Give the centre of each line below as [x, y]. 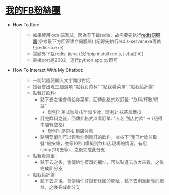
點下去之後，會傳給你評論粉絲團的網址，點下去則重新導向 [100, 181]
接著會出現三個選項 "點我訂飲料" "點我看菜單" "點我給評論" [94, 86]
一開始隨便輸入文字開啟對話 [62, 80]
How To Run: [26, 24]
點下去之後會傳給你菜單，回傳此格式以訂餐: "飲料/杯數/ [97, 99]
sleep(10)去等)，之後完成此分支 [73, 149]
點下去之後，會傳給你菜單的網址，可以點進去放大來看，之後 [102, 162]
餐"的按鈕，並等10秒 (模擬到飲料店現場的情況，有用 [94, 143]
